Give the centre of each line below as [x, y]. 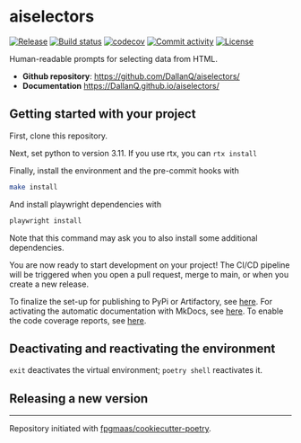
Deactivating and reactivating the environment [142, 348]
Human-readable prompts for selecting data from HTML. [113, 58]
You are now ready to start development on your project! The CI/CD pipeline [150, 265]
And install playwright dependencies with [86, 204]
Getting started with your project [103, 114]
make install [34, 187]
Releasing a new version [79, 399]
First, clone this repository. [59, 136]
